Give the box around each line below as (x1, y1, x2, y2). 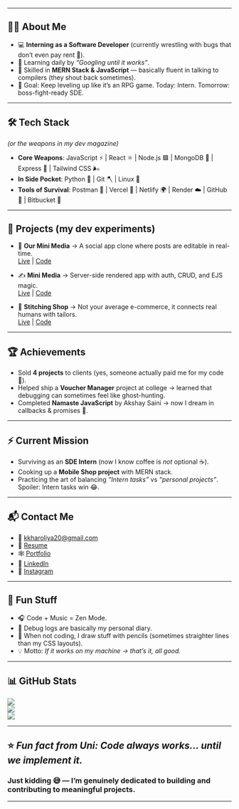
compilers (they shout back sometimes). (17, 73, 137, 82)
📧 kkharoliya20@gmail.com (17, 533, 98, 542)
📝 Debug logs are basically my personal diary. (17, 624, 152, 632)
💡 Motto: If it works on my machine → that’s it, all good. (17, 646, 181, 655)
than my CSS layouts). (17, 639, 83, 647)
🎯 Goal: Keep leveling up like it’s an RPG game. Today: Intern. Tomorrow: (17, 80, 230, 89)
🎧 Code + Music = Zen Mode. (17, 613, 107, 622)
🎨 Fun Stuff (7, 594, 58, 606)
